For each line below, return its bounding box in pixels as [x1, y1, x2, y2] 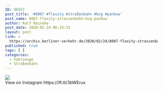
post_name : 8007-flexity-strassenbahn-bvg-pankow [5, 16, 108, 21]
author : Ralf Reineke [5, 20, 49, 26]
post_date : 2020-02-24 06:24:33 [5, 25, 70, 30]
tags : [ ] [5, 48, 25, 53]
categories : [5, 52, 29, 57]
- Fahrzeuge [9, 57, 34, 62]
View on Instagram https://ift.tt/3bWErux [5, 80, 86, 86]
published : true [5, 43, 38, 48]
